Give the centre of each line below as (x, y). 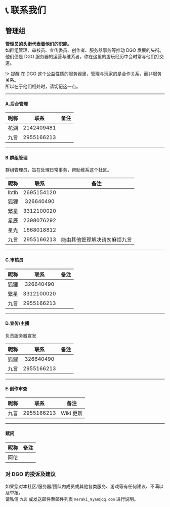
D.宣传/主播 (17, 323)
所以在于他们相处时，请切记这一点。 (43, 86)
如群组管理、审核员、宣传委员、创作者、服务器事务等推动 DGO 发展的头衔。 (85, 50)
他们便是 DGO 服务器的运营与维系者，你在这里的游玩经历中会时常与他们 (80, 57)
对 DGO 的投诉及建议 (30, 474)
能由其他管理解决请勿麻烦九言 (97, 240)
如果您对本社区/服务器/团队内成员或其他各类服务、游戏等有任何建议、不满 (82, 486)
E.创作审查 (16, 389)
